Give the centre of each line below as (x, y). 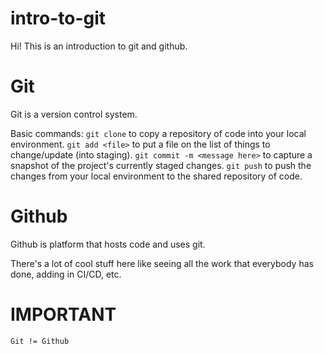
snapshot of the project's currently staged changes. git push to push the (161, 165)
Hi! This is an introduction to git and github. (99, 46)
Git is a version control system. (74, 114)
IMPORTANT (63, 314)
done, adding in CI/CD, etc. (66, 274)
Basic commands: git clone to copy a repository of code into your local (158, 133)
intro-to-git (58, 18)
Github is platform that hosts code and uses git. (108, 244)
